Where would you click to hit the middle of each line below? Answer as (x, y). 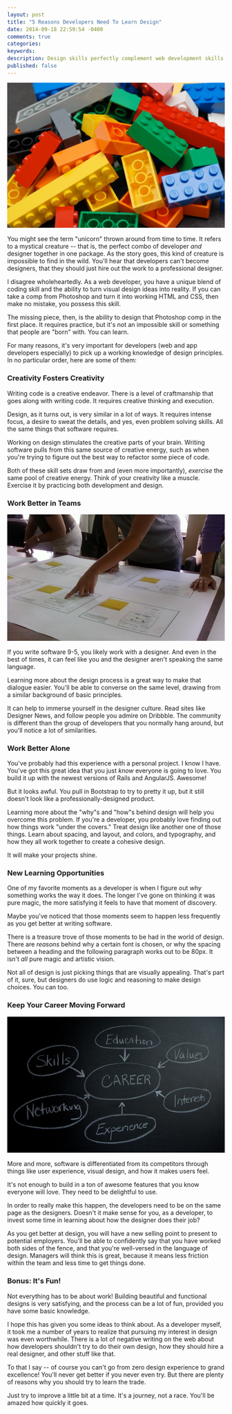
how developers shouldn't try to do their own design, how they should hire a (116, 1346)
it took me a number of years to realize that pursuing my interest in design (112, 1332)
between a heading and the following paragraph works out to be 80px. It (110, 952)
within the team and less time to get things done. (77, 1263)
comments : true (29, 37)
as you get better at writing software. (60, 923)
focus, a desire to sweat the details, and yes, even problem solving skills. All (115, 421)
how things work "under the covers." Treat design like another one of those (114, 827)
